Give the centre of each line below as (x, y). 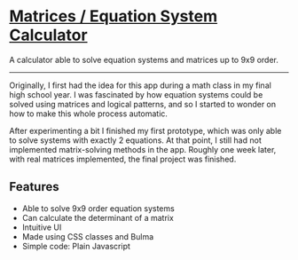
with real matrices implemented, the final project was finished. (123, 159)
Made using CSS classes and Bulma (88, 236)
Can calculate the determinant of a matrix (98, 217)
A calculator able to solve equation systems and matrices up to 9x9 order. (144, 59)
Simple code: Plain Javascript (76, 246)
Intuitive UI (42, 227)
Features (34, 187)
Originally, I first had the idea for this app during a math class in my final (141, 85)
